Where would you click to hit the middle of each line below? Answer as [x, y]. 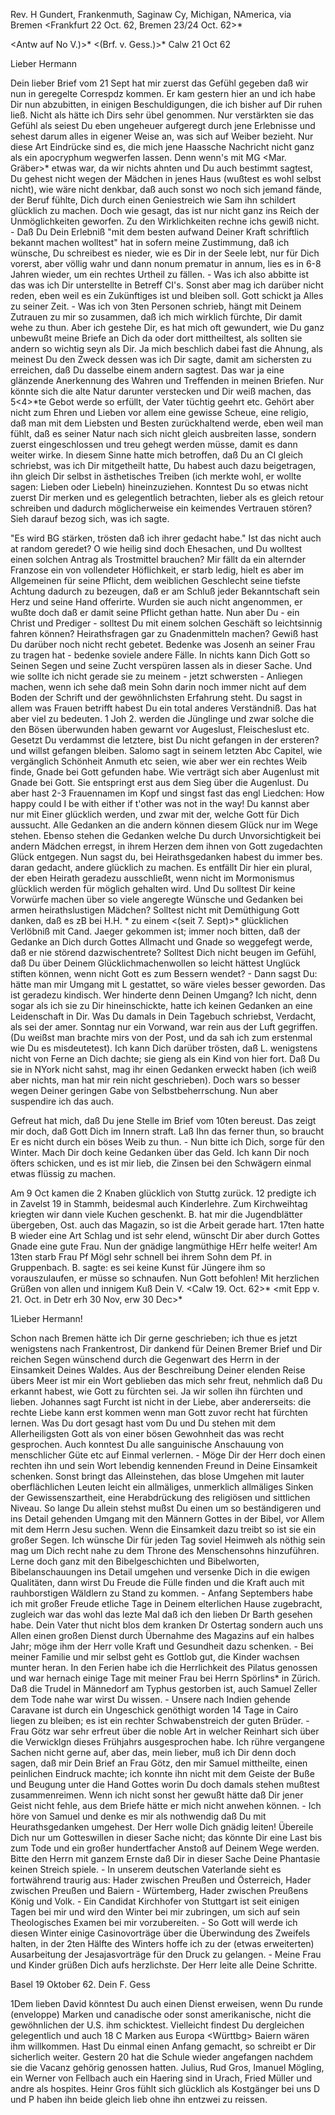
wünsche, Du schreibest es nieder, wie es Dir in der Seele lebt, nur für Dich [165, 253]
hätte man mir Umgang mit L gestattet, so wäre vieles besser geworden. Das [168, 984]
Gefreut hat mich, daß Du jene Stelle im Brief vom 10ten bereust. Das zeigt [163, 1120]
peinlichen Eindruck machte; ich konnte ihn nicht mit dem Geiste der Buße [162, 1773]
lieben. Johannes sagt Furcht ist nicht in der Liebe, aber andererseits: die [161, 1402]
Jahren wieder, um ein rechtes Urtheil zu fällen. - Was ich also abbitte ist [160, 274]
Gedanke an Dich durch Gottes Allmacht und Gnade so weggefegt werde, [161, 942]
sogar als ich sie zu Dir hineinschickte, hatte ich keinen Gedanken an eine [161, 1005]
